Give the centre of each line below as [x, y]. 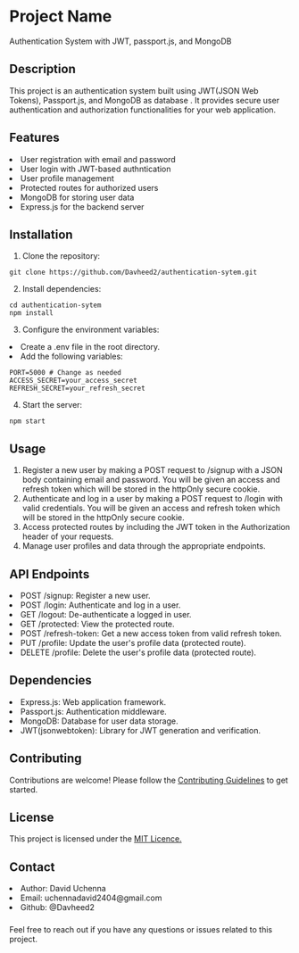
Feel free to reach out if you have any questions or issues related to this [141, 930]
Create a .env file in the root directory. [91, 347]
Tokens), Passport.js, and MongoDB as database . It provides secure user [144, 100]
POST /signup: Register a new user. [86, 596]
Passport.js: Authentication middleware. [94, 711]
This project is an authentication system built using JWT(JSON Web [134, 90]
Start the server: [52, 405]
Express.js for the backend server [83, 206]
